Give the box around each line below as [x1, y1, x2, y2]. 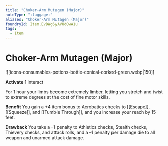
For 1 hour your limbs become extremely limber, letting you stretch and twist [5, 89, 163, 95]
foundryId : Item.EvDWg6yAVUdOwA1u [5, 21, 78, 27]
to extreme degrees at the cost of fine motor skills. [5, 94, 110, 100]
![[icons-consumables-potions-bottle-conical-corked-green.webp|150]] [5, 69, 155, 75]
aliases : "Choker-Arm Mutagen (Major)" [5, 17, 89, 22]
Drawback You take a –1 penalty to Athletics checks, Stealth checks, [5, 124, 148, 130]
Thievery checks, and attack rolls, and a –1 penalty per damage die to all [5, 129, 155, 135]
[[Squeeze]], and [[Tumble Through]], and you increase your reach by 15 [5, 109, 156, 115]
